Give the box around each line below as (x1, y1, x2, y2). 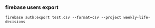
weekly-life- (123, 15, 151, 20)
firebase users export (5, 4, 59, 11)
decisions (5, 19, 26, 25)
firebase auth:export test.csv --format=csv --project (5, 15, 122, 20)
